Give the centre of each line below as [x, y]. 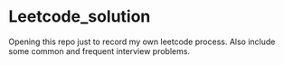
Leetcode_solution [80, 17]
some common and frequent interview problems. [99, 51]
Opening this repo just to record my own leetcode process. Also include [142, 42]
